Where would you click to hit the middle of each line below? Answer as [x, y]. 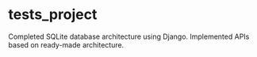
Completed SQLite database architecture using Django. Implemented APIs [129, 36]
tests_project [53, 15]
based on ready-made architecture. [66, 44]
